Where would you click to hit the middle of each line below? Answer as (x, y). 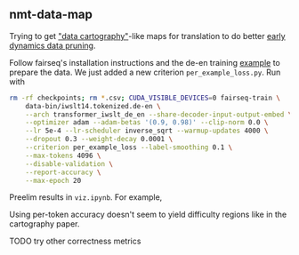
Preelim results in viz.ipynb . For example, (86, 197)
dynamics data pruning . (53, 45)
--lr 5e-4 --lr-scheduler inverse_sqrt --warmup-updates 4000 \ (147, 131)
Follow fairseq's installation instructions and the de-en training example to (145, 62)
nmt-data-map (51, 15)
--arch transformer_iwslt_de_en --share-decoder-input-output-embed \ (159, 115)
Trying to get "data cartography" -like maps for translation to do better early (148, 36)
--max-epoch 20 (53, 180)
